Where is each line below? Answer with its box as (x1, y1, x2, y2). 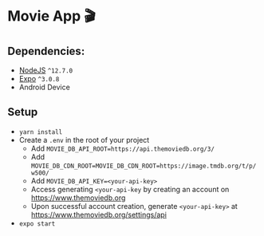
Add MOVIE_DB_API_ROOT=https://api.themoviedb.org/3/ (30, 144, 215, 153)
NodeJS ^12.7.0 (18, 65, 73, 75)
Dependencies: (7, 44, 85, 57)
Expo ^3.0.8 (18, 74, 60, 83)
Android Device (18, 82, 71, 92)
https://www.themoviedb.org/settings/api (30, 210, 167, 219)
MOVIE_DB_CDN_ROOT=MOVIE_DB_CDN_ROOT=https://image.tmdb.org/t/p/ (30, 162, 257, 170)
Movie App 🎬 (7, 7, 97, 26)
